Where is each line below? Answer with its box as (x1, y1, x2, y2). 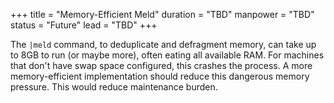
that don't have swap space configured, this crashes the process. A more (10, 60, 313, 71)
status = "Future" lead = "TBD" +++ (10, 19, 158, 31)
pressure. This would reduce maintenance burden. (10, 81, 218, 93)
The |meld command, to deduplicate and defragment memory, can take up (10, 39, 317, 50)
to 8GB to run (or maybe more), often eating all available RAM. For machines (10, 49, 325, 61)
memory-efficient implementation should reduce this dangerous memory (10, 70, 310, 82)
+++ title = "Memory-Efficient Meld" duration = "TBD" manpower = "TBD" (10, 9, 315, 20)
